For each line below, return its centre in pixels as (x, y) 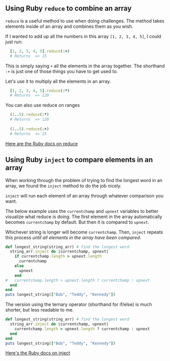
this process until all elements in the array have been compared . (73, 237)
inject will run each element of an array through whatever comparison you (84, 195)
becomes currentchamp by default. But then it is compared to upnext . (77, 222)
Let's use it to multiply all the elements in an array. (58, 81)
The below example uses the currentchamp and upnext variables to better (82, 211)
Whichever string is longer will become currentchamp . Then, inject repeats (84, 232)
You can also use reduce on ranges (43, 105)
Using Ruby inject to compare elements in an (79, 160)
